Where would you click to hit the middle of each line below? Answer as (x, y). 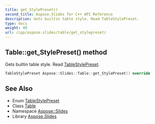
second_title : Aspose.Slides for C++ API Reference (59, 14)
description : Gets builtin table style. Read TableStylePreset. (72, 19)
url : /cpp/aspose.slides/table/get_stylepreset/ (56, 32)
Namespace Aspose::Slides (40, 111)
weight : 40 (16, 28)
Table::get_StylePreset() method (56, 52)
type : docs (16, 23)
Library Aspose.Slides (34, 116)
